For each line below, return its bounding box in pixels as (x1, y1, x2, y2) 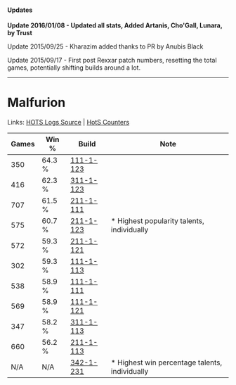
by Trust (7, 29, 33, 37)
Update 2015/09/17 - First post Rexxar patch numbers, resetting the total (7, 56, 217, 65)
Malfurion (7, 95, 66, 111)
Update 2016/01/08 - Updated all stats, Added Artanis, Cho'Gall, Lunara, (7, 21, 223, 30)
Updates (7, 6, 33, 14)
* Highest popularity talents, (111, 216, 205, 226)
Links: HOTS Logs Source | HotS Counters (7, 118, 130, 127)
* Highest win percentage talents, (111, 358, 223, 367)
